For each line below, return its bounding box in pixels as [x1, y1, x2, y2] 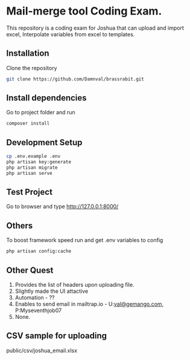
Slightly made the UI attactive [14, 287, 89, 295]
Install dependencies [6, 93, 87, 103]
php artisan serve [6, 170, 52, 176]
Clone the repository [6, 64, 57, 71]
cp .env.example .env [6, 153, 61, 160]
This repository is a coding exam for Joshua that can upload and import [6, 24, 184, 31]
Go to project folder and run [6, 109, 75, 116]
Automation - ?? [14, 293, 55, 301]
